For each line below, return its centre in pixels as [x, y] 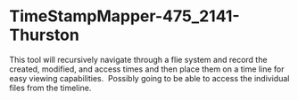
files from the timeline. [50, 88]
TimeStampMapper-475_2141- [124, 16]
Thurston [45, 35]
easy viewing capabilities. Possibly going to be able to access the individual [149, 78]
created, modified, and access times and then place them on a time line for [147, 69]
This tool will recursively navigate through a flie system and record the [138, 59]
